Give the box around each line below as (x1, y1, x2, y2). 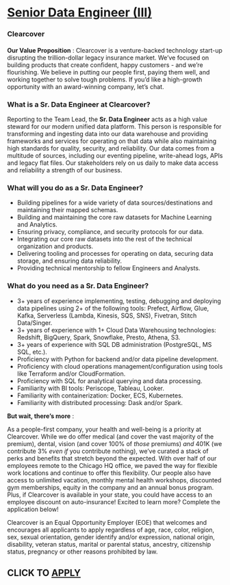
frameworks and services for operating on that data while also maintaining (7, 137, 217, 145)
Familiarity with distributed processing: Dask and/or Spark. (16, 398, 183, 406)
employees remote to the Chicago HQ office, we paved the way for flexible (7, 461, 218, 469)
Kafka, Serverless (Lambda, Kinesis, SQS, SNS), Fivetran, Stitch (16, 311, 197, 320)
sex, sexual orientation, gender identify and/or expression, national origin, (7, 532, 216, 541)
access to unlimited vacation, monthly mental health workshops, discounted (7, 476, 222, 484)
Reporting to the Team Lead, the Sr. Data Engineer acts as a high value (7, 115, 207, 123)
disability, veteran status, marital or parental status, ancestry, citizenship (7, 540, 212, 548)
